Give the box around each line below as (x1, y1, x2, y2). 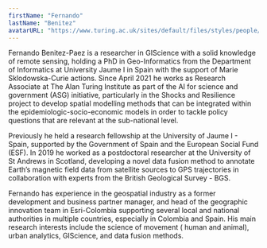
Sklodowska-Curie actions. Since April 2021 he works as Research (8, 73, 226, 83)
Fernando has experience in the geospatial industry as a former (8, 188, 216, 199)
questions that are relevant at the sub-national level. (8, 116, 179, 126)
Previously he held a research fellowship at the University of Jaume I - (8, 131, 238, 141)
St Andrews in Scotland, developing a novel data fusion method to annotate (8, 157, 255, 166)
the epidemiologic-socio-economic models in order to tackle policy (8, 107, 228, 117)
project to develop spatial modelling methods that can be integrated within (8, 99, 252, 108)
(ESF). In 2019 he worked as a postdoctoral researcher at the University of (8, 148, 251, 157)
